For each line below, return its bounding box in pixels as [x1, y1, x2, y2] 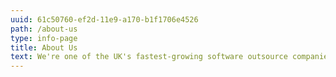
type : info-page [10, 33, 78, 43]
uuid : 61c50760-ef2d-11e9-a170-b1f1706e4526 [10, 14, 199, 25]
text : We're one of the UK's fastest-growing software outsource [10, 52, 288, 62]
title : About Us [10, 42, 78, 53]
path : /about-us [10, 24, 78, 34]
